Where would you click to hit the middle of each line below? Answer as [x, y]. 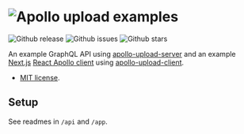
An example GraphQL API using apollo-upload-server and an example [122, 54]
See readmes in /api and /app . [58, 121]
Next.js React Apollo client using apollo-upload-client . [96, 62]
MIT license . [40, 77]
